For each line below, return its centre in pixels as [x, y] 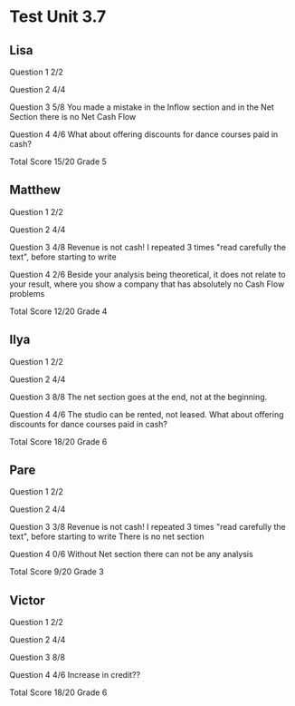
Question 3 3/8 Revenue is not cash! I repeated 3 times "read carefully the [148, 527]
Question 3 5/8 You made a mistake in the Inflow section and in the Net [142, 107]
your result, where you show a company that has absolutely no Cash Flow [147, 284]
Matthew [35, 190]
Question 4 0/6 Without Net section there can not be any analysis [131, 554]
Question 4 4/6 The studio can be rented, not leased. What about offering [147, 414]
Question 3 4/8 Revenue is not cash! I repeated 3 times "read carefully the [148, 247]
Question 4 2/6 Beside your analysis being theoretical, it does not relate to [148, 274]
